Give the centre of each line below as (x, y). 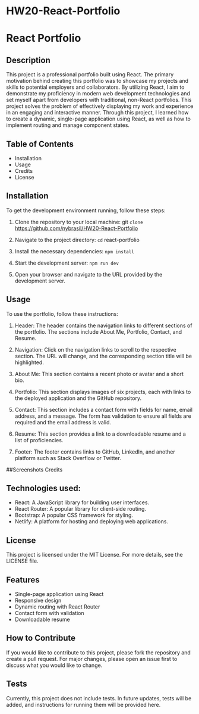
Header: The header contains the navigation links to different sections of (103, 325)
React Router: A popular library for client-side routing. (80, 509)
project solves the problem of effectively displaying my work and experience (100, 106)
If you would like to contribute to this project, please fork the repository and (99, 652)
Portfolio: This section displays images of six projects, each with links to (103, 392)
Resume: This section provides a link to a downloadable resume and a (100, 434)
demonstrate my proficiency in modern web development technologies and (98, 94)
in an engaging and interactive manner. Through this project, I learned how (97, 113)
